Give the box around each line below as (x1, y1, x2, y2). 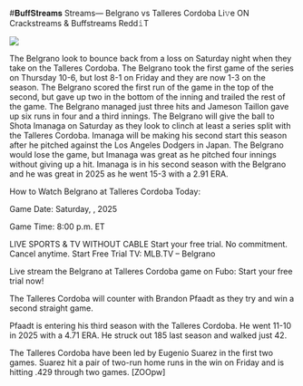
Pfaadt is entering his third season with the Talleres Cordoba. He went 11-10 (9, 321, 292, 331)
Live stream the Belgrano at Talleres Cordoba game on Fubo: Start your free (9, 266, 293, 276)
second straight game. (9, 303, 93, 314)
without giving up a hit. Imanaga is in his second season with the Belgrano (9, 159, 287, 169)
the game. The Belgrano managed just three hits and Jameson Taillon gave (9, 101, 289, 111)
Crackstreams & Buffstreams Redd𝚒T (9, 18, 150, 28)
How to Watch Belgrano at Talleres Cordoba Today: (9, 186, 201, 197)
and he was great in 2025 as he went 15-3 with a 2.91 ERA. (9, 169, 229, 179)
